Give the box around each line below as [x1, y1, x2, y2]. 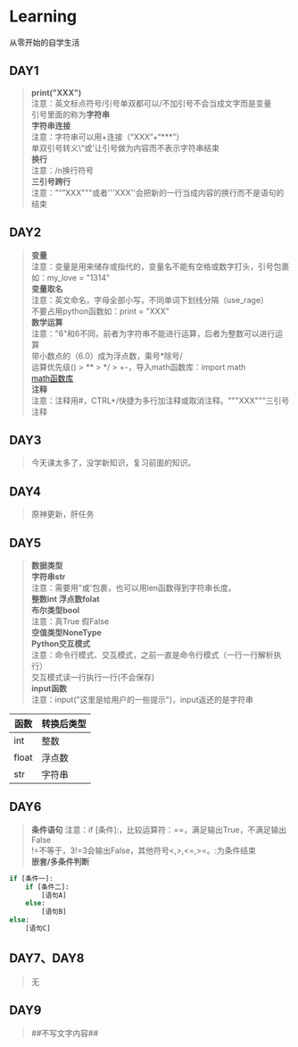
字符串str [30, 571, 66, 582]
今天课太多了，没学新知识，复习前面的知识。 [30, 458, 196, 469]
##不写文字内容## [30, 1027, 99, 1038]
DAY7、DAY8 [9, 950, 85, 967]
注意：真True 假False [30, 616, 110, 627]
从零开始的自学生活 [9, 37, 80, 47]
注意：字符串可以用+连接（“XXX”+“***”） [30, 131, 185, 142]
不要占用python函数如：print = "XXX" [30, 306, 170, 317]
